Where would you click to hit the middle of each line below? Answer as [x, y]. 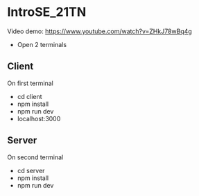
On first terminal [30, 83]
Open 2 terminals [42, 44]
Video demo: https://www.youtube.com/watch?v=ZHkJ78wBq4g [99, 31]
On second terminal [35, 157]
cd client [30, 96]
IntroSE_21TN [47, 12]
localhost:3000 [39, 118]
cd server [31, 170]
